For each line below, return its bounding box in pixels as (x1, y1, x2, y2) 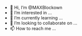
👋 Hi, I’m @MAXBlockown (9, 5, 63, 10)
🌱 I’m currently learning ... (9, 15, 63, 20)
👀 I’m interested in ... (9, 10, 52, 16)
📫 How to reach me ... (9, 26, 56, 31)
